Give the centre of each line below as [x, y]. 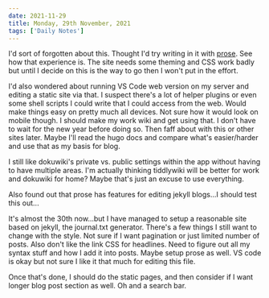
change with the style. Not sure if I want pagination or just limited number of [134, 236]
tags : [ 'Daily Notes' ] [46, 31]
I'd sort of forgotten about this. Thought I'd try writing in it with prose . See [130, 54]
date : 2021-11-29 [37, 16]
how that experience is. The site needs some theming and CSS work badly [132, 62]
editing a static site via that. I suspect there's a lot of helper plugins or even [132, 95]
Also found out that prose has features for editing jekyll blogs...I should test [132, 195]
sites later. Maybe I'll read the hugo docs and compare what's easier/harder [133, 138]
